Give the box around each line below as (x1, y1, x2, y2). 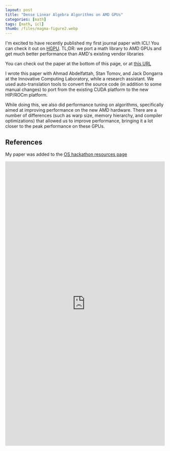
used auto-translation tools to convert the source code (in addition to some (5, 81, 162, 87)
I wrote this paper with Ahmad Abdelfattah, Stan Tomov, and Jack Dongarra (5, 70, 163, 76)
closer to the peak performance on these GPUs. (5, 123, 105, 129)
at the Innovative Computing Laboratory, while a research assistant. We (5, 76, 154, 82)
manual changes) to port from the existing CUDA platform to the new (5, 86, 149, 93)
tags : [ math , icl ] (5, 21, 44, 27)
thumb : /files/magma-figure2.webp (5, 26, 78, 31)
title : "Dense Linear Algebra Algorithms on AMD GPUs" (5, 12, 123, 17)
